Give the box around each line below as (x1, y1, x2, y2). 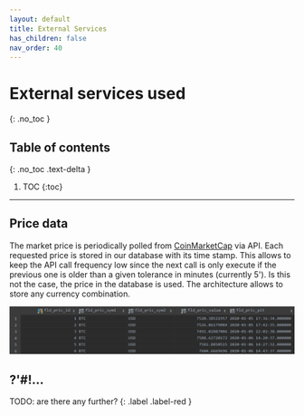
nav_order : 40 (9, 44, 63, 53)
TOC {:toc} (22, 181, 63, 192)
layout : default (9, 15, 71, 24)
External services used (9, 83, 186, 104)
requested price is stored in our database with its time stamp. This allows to (9, 249, 291, 260)
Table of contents (9, 140, 110, 155)
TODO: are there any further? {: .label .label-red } (9, 396, 193, 407)
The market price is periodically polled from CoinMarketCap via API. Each (9, 240, 283, 251)
